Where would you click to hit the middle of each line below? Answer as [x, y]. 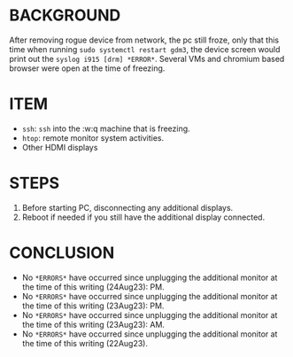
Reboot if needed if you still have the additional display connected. [143, 217]
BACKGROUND [65, 16]
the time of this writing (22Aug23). [85, 343]
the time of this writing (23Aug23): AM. [93, 324]
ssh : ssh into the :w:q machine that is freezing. [106, 128]
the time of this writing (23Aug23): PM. [93, 306]
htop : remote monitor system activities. [93, 137]
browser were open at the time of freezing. [87, 68]
